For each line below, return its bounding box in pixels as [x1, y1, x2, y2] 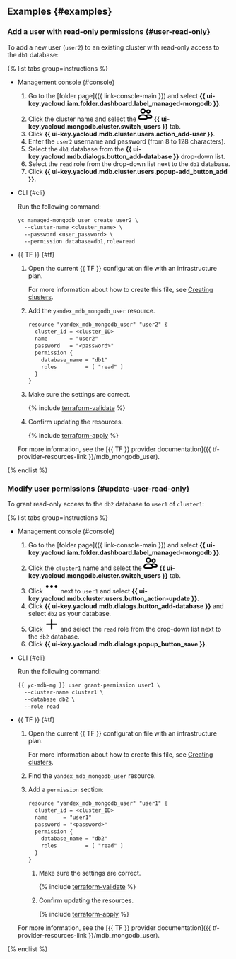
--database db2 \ [24, 696, 76, 703]
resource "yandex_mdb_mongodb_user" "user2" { [28, 321, 168, 328]
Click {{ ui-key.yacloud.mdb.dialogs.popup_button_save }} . [28, 639, 208, 648]
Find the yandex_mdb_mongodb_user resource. [28, 771, 157, 780]
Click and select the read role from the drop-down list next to [28, 624, 222, 633]
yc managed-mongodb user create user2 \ [17, 216, 138, 223]
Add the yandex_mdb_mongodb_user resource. [28, 306, 155, 315]
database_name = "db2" [41, 835, 108, 842]
